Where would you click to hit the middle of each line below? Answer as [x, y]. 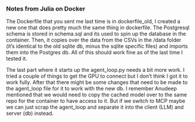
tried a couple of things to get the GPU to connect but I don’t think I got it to [97, 76]
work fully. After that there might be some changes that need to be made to [97, 82]
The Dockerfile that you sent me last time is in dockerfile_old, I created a [93, 22]
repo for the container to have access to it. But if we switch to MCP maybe [96, 101]
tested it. [17, 59]
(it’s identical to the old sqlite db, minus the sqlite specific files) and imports [97, 46]
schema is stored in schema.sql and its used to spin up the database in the [96, 34]
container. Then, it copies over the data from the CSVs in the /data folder [94, 40]
